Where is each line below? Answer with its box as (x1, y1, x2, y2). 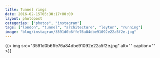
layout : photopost (5, 16, 42, 21)
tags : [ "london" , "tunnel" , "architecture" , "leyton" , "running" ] (5, 25, 143, 30)
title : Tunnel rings (5, 7, 47, 12)
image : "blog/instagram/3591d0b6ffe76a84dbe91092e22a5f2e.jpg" (5, 29, 137, 34)
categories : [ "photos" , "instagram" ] (5, 20, 82, 26)
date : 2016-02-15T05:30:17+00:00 (5, 12, 73, 16)
